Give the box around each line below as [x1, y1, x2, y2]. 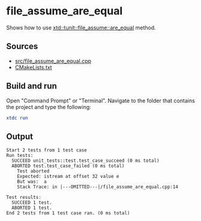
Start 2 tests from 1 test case [6, 147, 87, 153]
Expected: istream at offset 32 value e [17, 174, 119, 180]
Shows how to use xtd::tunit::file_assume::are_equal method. [6, 24, 156, 31]
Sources [6, 41, 38, 52]
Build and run [6, 81, 57, 91]
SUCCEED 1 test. [11, 199, 52, 206]
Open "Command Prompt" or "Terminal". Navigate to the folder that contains [6, 97, 195, 104]
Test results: [6, 195, 42, 201]
